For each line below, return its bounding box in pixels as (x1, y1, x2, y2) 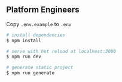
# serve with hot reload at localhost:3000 (6, 48, 117, 54)
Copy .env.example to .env (6, 20, 72, 27)
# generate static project (6, 65, 74, 71)
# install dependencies (6, 32, 66, 38)
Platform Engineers (6, 5, 80, 15)
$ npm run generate (6, 70, 55, 76)
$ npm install (6, 37, 42, 43)
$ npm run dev (6, 53, 42, 60)
